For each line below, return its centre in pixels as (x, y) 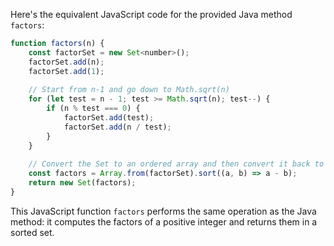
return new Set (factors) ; (82, 183)
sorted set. (32, 232)
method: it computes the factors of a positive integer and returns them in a (164, 221)
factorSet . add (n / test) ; (117, 127)
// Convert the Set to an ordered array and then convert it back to (176, 164)
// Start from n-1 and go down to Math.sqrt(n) (129, 90)
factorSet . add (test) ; (109, 118)
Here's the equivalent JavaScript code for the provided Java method (151, 14)
